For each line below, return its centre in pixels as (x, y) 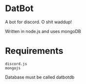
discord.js (16, 64)
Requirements (34, 51)
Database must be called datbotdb (40, 77)
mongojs (13, 68)
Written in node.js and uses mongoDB (43, 31)
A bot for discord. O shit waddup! (39, 22)
